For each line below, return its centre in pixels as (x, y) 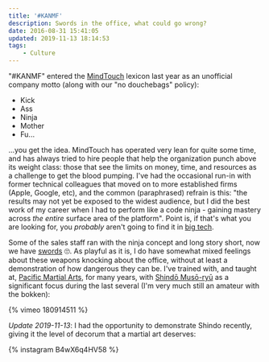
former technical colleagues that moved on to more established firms (123, 184)
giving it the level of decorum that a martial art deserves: (102, 334)
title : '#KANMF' (35, 16)
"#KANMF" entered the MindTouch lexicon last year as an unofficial (120, 76)
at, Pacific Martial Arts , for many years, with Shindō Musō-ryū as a (119, 277)
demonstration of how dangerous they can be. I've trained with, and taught (132, 269)
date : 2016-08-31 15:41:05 (54, 31)
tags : (17, 46)
